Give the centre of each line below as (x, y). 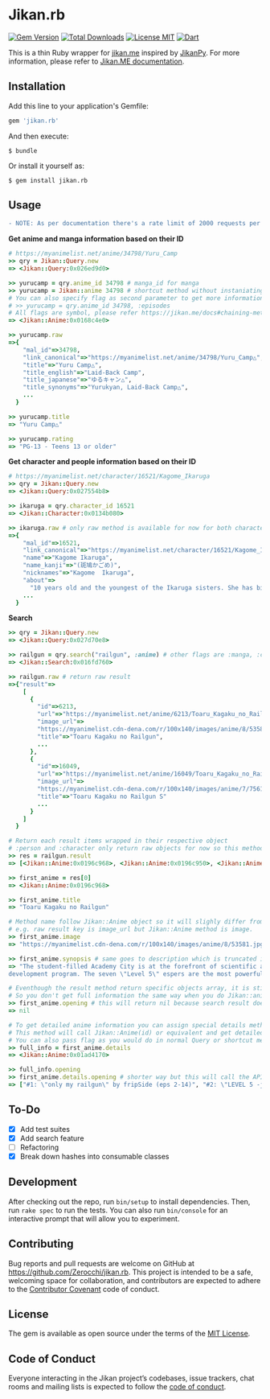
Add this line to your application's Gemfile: (78, 105)
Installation (37, 86)
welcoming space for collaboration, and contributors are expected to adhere (135, 1280)
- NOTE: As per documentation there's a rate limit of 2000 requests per (135, 224)
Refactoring (39, 1147)
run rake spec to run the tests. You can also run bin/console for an (118, 1210)
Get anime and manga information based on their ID (96, 239)
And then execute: (39, 136)
